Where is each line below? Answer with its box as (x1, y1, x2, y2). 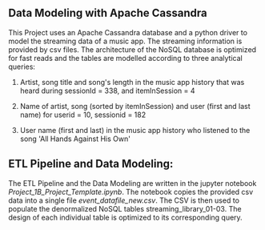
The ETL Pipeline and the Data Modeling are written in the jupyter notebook (8, 178, 257, 188)
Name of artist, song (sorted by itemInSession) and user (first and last (19, 101, 251, 111)
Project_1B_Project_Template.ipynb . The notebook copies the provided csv (8, 187, 254, 196)
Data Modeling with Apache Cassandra (8, 6, 207, 20)
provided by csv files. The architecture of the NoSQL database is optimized (8, 44, 257, 54)
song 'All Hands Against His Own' (19, 134, 130, 143)
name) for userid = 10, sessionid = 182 (19, 110, 147, 119)
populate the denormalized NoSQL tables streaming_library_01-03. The (8, 204, 242, 213)
